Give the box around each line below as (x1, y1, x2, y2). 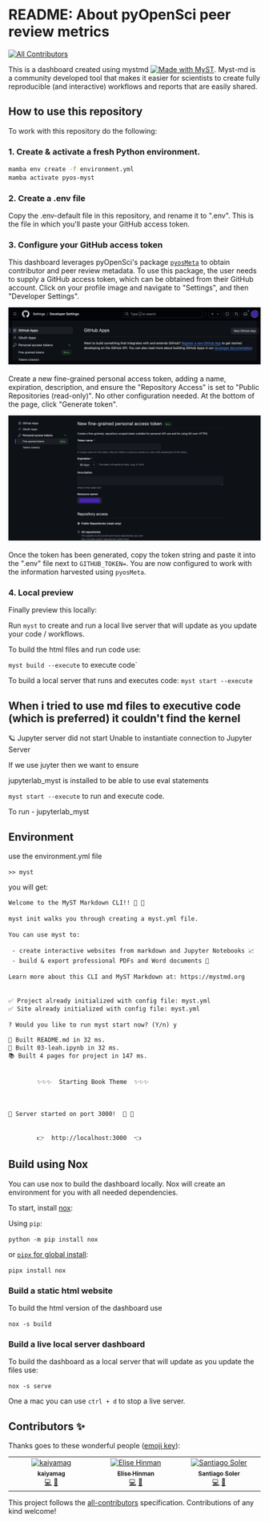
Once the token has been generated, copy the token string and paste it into (8, 550, 256, 560)
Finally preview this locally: (8, 605, 98, 615)
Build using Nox (8, 1158, 89, 1171)
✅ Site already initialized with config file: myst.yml (8, 1005, 200, 1014)
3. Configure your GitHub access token (8, 239, 163, 251)
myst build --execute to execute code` (8, 661, 138, 670)
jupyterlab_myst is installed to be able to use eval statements (8, 776, 210, 785)
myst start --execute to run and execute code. (8, 791, 165, 801)
